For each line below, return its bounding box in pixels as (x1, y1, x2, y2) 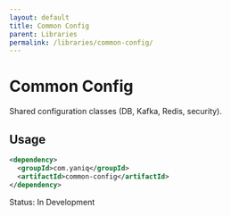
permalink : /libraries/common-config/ (9, 37, 153, 47)
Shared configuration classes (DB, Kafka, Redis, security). (9, 106, 223, 117)
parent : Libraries (9, 29, 78, 38)
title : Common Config (9, 21, 90, 30)
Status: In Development (9, 196, 95, 207)
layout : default (9, 12, 70, 22)
